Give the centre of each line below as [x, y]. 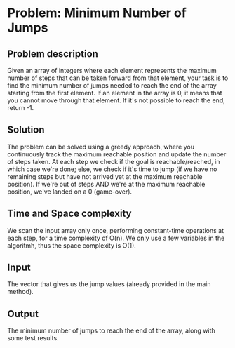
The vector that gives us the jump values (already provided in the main [109, 284]
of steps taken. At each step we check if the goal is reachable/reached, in [114, 161]
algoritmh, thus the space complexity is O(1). [72, 245]
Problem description [53, 54]
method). [20, 292]
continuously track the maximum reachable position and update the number [117, 154]
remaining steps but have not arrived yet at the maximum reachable [105, 176]
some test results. [33, 338]
